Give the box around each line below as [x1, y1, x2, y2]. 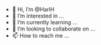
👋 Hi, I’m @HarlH [12, 6, 55, 13]
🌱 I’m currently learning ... [12, 19, 78, 26]
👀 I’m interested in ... [12, 12, 64, 19]
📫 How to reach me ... [12, 32, 69, 39]
